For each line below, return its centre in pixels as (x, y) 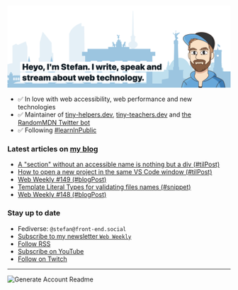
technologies (36, 107)
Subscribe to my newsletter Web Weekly (74, 236)
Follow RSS (34, 244)
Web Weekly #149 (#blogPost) (62, 180)
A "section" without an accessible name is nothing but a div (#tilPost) (119, 164)
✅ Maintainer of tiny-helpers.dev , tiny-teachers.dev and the (104, 114)
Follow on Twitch (42, 259)
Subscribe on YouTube (51, 251)
